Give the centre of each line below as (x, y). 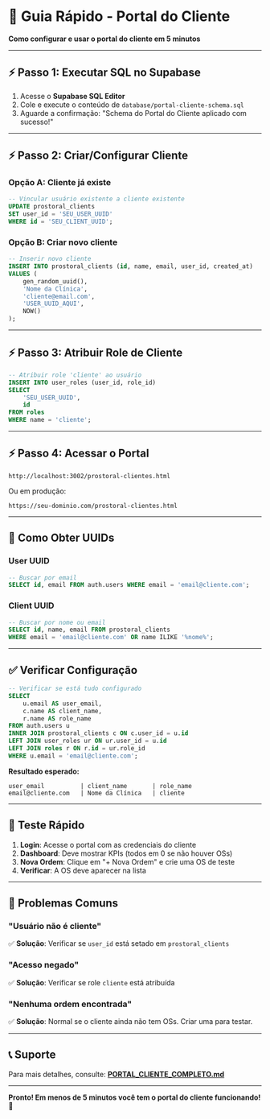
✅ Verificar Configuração (73, 670)
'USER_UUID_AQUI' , (53, 304)
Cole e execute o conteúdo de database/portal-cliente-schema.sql (132, 105)
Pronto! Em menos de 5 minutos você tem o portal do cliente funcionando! (135, 1097)
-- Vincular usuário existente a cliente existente (96, 199)
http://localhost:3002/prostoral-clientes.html (90, 476)
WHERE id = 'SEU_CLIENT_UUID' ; (61, 222)
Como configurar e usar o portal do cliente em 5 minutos (104, 39)
